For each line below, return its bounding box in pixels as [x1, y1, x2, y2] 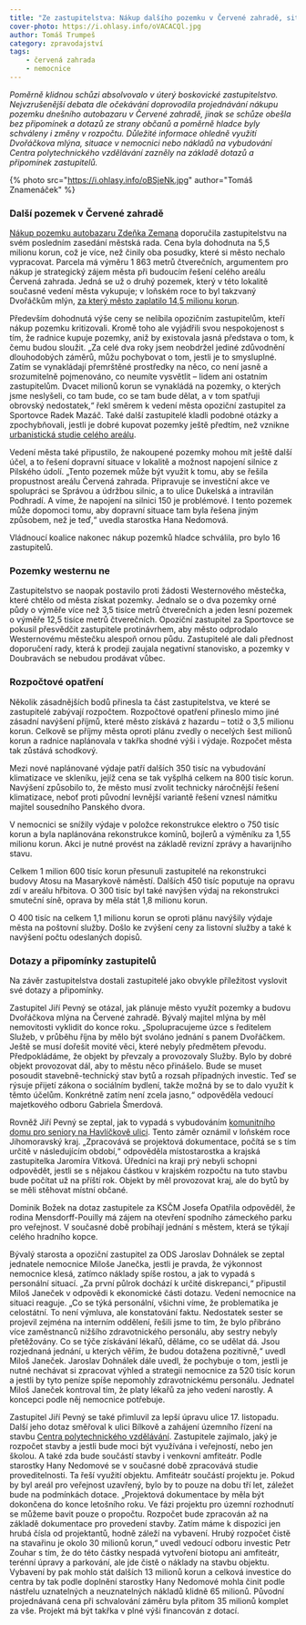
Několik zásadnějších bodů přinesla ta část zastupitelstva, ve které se [9, 696, 270, 707]
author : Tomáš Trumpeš [9, 30, 96, 39]
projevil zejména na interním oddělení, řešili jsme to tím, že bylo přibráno [9, 1317, 281, 1328]
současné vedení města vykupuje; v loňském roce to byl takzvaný [9, 286, 257, 297]
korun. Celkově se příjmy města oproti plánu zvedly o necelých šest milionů [9, 725, 292, 736]
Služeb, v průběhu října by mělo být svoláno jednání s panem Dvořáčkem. [9, 1031, 286, 1043]
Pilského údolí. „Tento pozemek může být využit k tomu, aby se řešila [9, 466, 269, 477]
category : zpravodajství [9, 38, 104, 48]
